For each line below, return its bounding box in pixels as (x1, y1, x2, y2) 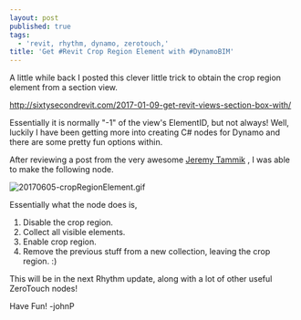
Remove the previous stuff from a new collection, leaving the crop (22, 246, 271, 257)
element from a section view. (9, 82, 119, 93)
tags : (9, 30, 30, 39)
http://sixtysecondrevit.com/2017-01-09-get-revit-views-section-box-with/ (9, 99, 292, 110)
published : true (9, 22, 71, 31)
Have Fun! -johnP (9, 301, 75, 312)
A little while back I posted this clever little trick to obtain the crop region (9, 72, 281, 83)
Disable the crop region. (22, 217, 114, 228)
